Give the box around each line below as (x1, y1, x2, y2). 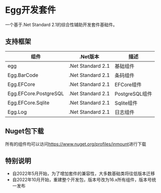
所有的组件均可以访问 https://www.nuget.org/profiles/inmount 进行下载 (5, 141, 146, 147)
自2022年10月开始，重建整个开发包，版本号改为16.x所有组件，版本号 (12, 177, 152, 183)
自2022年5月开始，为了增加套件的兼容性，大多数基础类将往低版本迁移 (12, 170, 155, 177)
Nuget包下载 (5, 127, 44, 136)
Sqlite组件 (114, 99, 138, 106)
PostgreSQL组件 (114, 90, 153, 97)
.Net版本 (79, 53, 99, 60)
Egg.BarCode (7, 72, 38, 79)
